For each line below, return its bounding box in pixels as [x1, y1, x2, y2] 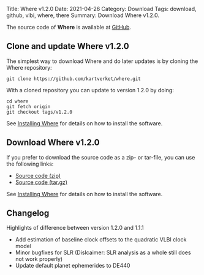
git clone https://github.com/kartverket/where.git [6, 76, 141, 82]
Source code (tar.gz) [15, 178, 68, 186]
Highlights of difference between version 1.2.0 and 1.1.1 [6, 224, 144, 232]
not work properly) [15, 255, 63, 263]
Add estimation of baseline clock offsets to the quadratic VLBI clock [15, 236, 187, 243]
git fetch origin [6, 103, 51, 109]
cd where [6, 98, 29, 105]
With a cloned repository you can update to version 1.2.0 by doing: [6, 86, 175, 94]
